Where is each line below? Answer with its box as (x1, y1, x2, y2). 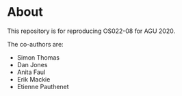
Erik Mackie (16, 75, 51, 83)
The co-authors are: (7, 40, 64, 48)
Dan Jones (16, 60, 48, 69)
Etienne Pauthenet (16, 82, 70, 91)
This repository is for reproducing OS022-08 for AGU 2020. (7, 27, 176, 35)
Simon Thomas (16, 53, 60, 62)
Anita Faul (16, 68, 46, 76)
